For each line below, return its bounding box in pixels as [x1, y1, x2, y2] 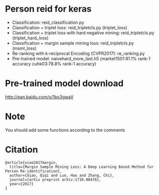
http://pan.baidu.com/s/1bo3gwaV [5, 94, 74, 100]
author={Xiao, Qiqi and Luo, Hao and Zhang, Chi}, [9, 173, 115, 178]
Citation [5, 144, 38, 155]
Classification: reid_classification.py [12, 19, 84, 25]
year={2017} [9, 181, 34, 186]
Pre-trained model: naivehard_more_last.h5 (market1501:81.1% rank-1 [12, 55, 151, 61]
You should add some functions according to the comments [5, 127, 125, 133]
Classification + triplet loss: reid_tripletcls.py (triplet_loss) [12, 24, 128, 30]
